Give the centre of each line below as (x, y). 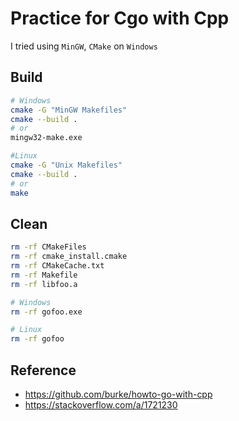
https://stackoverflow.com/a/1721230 (101, 405)
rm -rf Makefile (44, 275)
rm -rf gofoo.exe (46, 312)
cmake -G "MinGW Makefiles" (69, 110)
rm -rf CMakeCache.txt (57, 266)
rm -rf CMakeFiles (48, 247)
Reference (43, 370)
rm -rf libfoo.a (44, 284)
